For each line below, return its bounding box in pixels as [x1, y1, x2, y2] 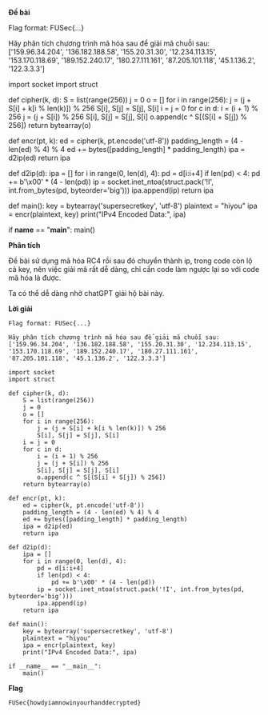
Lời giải [8, 304, 34, 314]
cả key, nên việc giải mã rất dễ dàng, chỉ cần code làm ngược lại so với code [8, 265, 260, 274]
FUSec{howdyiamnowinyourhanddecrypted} [8, 699, 142, 707]
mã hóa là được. [8, 273, 62, 282]
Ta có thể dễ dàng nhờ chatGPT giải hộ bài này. [8, 289, 165, 298]
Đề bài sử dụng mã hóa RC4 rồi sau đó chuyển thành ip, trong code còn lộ [8, 256, 253, 266]
